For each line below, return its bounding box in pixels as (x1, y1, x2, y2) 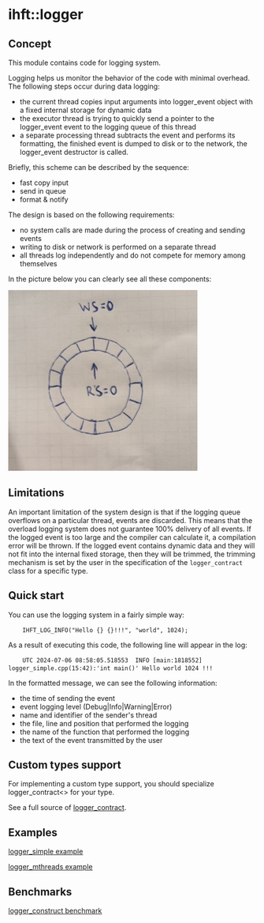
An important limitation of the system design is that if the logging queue (8, 507, 241, 517)
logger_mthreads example (8, 862, 93, 872)
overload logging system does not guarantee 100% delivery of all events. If (8, 524, 252, 533)
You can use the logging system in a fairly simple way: (8, 610, 185, 620)
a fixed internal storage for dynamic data (19, 105, 152, 115)
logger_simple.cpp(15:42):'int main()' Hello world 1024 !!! (8, 664, 214, 672)
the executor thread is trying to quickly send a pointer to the (19, 114, 215, 123)
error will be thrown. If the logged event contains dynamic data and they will (8, 541, 255, 550)
